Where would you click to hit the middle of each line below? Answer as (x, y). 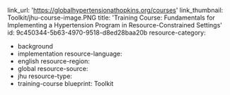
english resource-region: (53, 61)
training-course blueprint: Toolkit (65, 83)
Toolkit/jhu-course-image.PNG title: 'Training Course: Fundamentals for (111, 18)
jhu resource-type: (45, 76)
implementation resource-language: (70, 53)
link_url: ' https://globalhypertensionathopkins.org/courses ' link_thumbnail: (115, 10)
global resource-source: (53, 69)
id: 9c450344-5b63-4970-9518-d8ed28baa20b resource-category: (107, 32)
